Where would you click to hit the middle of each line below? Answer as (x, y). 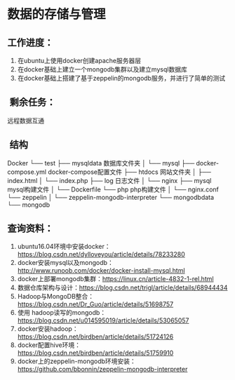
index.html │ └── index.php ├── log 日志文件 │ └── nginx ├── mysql (109, 180)
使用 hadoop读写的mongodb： (62, 313)
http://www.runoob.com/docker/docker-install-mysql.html (101, 271)
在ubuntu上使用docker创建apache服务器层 (79, 61)
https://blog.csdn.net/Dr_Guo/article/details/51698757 (95, 304)
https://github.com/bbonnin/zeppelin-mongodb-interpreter (102, 369)
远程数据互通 (26, 121)
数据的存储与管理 (57, 14)
